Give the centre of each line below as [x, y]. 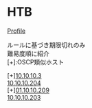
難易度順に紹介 [28, 53]
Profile [16, 31]
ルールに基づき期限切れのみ [46, 44]
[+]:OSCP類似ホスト [36, 62]
